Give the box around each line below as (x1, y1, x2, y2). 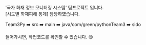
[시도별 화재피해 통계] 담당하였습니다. (5, 11, 80, 17)
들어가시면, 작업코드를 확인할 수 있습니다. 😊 (5, 34, 94, 40)
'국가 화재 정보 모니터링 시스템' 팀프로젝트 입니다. (5, 5, 104, 10)
